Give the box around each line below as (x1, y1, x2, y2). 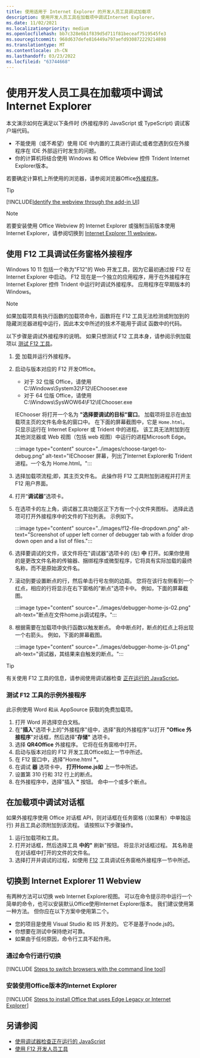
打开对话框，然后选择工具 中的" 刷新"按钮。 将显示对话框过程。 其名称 (14, 842, 188, 849)
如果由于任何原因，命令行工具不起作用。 (14, 935, 114, 943)
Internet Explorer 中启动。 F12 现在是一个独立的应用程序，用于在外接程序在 (6, 273, 190, 280)
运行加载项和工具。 (14, 834, 62, 841)
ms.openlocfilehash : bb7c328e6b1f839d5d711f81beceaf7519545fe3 (6, 31, 167, 37)
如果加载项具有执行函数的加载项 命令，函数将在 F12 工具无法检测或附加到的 (6, 313, 190, 320)
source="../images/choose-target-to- (75, 445, 167, 452)
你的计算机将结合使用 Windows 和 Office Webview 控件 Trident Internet (14, 155, 190, 162)
